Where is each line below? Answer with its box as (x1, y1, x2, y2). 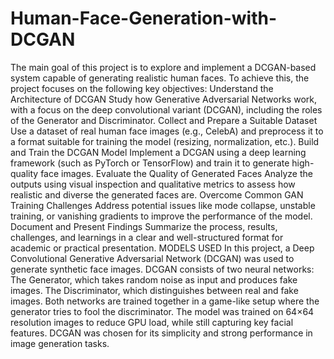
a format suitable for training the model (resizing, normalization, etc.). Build (10, 135, 320, 147)
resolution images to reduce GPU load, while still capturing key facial (10, 316, 294, 328)
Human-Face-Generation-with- (10, 7, 278, 30)
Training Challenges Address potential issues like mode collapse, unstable (10, 199, 316, 211)
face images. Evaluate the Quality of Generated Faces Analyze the (40, 167, 313, 179)
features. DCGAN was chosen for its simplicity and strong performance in (10, 327, 313, 339)
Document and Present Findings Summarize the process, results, (10, 220, 278, 232)
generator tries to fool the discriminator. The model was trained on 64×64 (10, 305, 315, 317)
